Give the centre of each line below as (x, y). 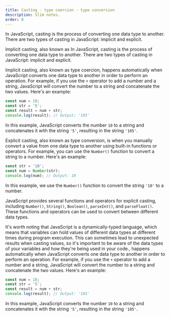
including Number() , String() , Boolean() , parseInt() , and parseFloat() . (79, 206)
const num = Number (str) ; (33, 171)
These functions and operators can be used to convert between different (82, 211)
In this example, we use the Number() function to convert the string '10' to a (84, 185)
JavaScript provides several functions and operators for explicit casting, (81, 201)
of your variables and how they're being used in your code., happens (78, 249)
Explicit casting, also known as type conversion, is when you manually (79, 140)
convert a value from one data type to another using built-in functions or (81, 145)
